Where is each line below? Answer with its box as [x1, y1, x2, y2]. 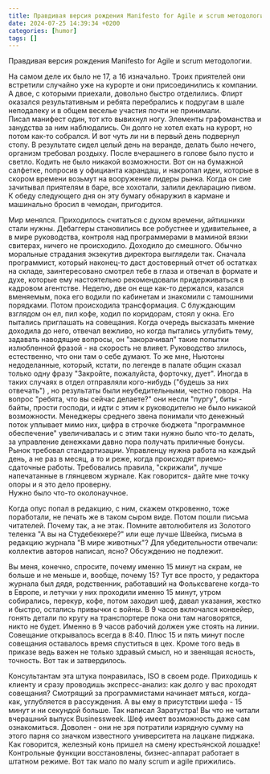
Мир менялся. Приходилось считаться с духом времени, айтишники [8, 215, 245, 225]
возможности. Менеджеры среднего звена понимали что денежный [8, 411, 245, 422]
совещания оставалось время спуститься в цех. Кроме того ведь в [8, 639, 240, 649]
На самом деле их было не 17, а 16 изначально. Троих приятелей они [8, 71, 246, 81]
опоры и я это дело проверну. [8, 479, 112, 490]
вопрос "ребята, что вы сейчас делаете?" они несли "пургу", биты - [8, 394, 243, 404]
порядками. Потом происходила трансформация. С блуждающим [8, 300, 235, 310]
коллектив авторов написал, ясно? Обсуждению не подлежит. [8, 547, 223, 556]
